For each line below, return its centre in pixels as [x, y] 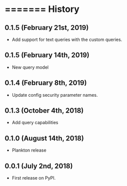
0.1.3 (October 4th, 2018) [44, 111]
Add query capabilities [35, 123]
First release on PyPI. [34, 178]
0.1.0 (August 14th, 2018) [44, 138]
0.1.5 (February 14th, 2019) [47, 55]
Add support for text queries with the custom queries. [67, 39]
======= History [42, 9]
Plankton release [29, 150]
